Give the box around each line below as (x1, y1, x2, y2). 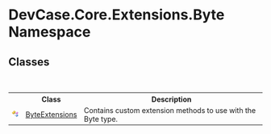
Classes (8, 55, 50, 69)
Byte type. (83, 114, 119, 124)
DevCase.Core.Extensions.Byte (8, 6, 225, 24)
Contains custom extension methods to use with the (83, 105, 256, 115)
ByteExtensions (25, 110, 77, 119)
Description (151, 94, 192, 104)
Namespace (8, 23, 91, 41)
